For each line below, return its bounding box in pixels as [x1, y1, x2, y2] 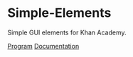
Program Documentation [7, 42, 80, 50]
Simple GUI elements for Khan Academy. [7, 28, 127, 37]
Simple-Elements [7, 5, 112, 21]
